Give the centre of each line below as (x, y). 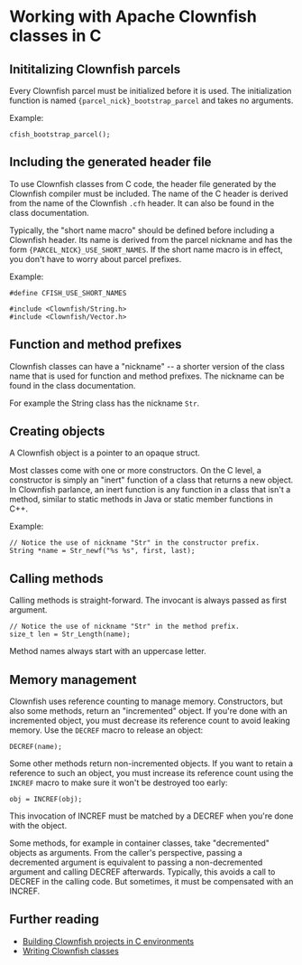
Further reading (54, 919)
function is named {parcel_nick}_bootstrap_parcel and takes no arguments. (151, 100)
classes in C (55, 36)
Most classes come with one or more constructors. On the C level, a (135, 471)
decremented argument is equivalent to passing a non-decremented (136, 862)
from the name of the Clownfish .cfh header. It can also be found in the (142, 203)
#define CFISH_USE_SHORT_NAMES (68, 293)
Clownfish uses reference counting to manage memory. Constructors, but (146, 701)
